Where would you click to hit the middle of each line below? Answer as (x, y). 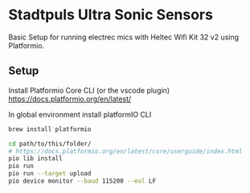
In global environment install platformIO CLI (80, 114)
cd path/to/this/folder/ (50, 144)
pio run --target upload (50, 174)
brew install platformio (50, 129)
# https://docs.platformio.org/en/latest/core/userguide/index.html (125, 151)
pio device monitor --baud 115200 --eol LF (82, 181)
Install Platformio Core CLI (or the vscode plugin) (89, 90)
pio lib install (35, 158)
